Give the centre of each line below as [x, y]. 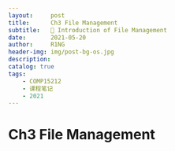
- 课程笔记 [38, 88]
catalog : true [32, 67]
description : [30, 60]
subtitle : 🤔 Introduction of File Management [88, 30]
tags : [17, 74]
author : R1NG [37, 45]
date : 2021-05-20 [47, 37]
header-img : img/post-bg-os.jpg [61, 52]
